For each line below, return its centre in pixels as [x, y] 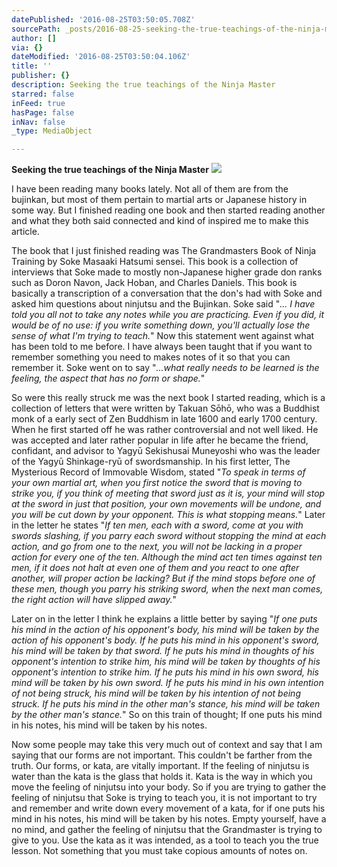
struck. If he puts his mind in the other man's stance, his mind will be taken [166, 704]
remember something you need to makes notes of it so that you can [151, 357]
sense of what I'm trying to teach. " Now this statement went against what [163, 336]
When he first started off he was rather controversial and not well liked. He [165, 430]
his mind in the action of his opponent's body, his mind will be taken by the [165, 630]
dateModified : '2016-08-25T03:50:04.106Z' [101, 57]
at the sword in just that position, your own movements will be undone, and [166, 504]
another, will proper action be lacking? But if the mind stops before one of [163, 578]
